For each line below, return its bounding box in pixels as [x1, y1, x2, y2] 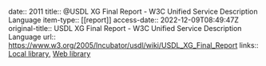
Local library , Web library [8, 49, 91, 58]
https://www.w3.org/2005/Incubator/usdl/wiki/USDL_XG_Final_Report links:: [8, 41, 259, 50]
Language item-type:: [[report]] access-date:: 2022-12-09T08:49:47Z [8, 15, 240, 25]
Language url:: [8, 32, 56, 41]
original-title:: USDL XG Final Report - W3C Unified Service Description [8, 24, 242, 33]
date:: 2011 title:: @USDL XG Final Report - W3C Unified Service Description [8, 7, 258, 16]
